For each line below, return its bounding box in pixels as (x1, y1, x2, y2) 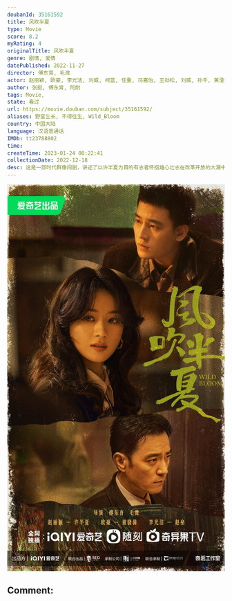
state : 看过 (7, 99, 39, 106)
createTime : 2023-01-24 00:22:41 (7, 149, 104, 157)
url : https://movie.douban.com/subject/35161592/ (7, 106, 153, 113)
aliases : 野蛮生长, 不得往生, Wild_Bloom (7, 113, 119, 120)
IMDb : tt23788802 (7, 135, 57, 142)
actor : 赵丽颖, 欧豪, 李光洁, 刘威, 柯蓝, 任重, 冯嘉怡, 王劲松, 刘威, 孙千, (7, 77, 211, 84)
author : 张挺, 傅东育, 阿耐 (7, 84, 81, 91)
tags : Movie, (7, 91, 45, 98)
